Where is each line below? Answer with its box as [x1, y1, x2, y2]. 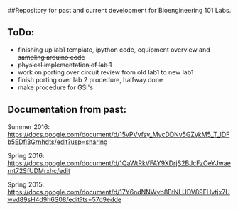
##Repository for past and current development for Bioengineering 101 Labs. [7, 6, 232, 14]
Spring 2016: [7, 151, 45, 160]
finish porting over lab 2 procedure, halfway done [17, 75, 163, 84]
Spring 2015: [7, 180, 45, 189]
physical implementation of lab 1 [17, 60, 112, 69]
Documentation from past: [7, 104, 127, 116]
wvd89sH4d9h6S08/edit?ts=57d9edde [7, 195, 122, 204]
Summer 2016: [7, 122, 50, 131]
